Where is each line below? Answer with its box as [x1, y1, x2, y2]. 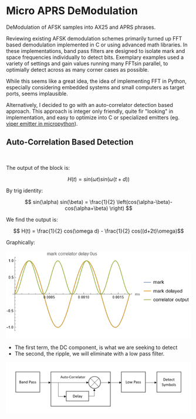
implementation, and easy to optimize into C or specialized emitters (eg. [6, 113, 180, 121]
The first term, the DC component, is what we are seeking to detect [14, 344, 178, 351]
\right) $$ [109, 205, 133, 212]
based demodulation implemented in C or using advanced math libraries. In [6, 41, 188, 48]
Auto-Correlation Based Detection [6, 137, 134, 148]
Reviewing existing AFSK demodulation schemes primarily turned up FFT [6, 35, 183, 42]
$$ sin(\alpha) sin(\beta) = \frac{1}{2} [24, 198, 116, 205]
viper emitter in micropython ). [6, 120, 78, 127]
